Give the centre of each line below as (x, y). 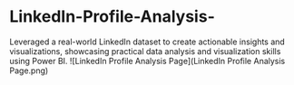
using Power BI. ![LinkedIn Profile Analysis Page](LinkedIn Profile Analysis (147, 61)
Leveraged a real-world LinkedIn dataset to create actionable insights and (147, 42)
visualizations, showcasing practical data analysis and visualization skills (145, 51)
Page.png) (29, 71)
